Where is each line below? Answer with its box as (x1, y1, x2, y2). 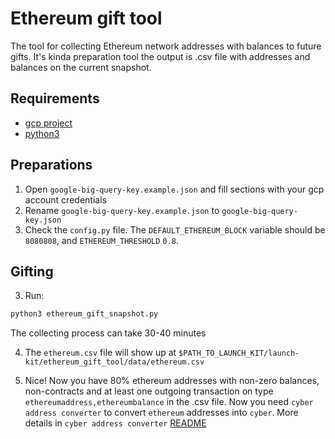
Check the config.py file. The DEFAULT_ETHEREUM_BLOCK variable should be (24, 223, 326, 236)
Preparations (10, 157, 93, 174)
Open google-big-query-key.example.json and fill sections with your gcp (24, 183, 325, 195)
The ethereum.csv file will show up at (24, 347, 177, 359)
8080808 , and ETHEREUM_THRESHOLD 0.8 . (24, 234, 179, 246)
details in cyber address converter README (24, 417, 207, 429)
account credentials (24, 193, 107, 206)
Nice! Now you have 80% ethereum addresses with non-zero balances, (24, 375, 320, 387)
